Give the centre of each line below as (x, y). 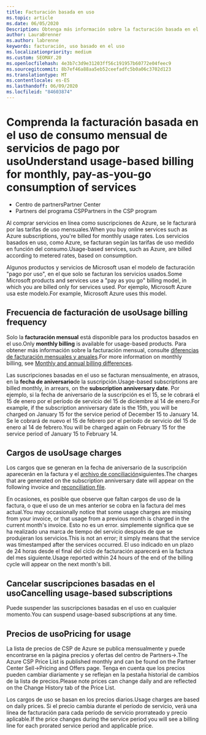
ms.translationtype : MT (37, 75)
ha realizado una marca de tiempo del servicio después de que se (90, 532)
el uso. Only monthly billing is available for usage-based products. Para (97, 344)
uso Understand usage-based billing (100, 162)
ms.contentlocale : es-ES (38, 80)
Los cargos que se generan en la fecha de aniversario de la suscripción (97, 468)
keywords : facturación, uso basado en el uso (65, 47)
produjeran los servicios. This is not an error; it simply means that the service (103, 538)
